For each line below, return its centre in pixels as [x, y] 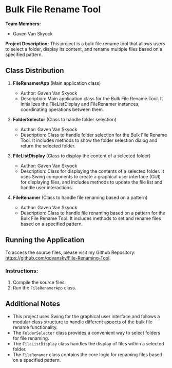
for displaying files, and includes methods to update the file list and [91, 182]
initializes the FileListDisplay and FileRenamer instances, [80, 104]
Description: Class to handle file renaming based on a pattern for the [93, 213]
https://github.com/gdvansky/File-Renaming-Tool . [58, 257]
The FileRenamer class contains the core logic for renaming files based [88, 354]
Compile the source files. [39, 282]
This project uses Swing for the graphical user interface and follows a [86, 316]
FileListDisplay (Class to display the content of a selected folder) [82, 156]
